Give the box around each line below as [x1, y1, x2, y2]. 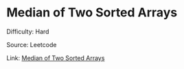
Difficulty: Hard [6, 27, 49, 36]
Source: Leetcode [6, 40, 57, 49]
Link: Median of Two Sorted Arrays [6, 53, 105, 62]
